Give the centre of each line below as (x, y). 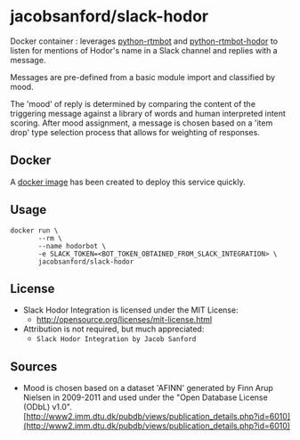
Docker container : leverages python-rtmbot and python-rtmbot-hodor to (144, 41)
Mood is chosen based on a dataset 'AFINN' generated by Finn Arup (148, 388)
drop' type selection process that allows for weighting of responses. (135, 132)
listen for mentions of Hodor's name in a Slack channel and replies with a (144, 50)
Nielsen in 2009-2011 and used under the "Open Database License (145, 397)
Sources (34, 367)
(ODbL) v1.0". (47, 407)
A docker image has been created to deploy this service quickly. (128, 182)
